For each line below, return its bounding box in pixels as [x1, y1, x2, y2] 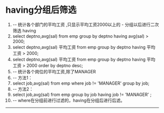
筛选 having [12, 27, 36, 33]
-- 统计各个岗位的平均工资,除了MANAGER [12, 68, 96, 74]
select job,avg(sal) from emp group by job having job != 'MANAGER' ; [12, 91, 152, 97]
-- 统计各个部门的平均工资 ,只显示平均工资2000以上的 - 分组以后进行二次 [12, 22, 159, 27]
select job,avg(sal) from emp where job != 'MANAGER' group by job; [12, 80, 150, 86]
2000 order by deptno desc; [26, 62, 83, 68]
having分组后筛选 [5, 4, 77, 16]
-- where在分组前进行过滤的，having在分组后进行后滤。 [12, 97, 125, 103]
